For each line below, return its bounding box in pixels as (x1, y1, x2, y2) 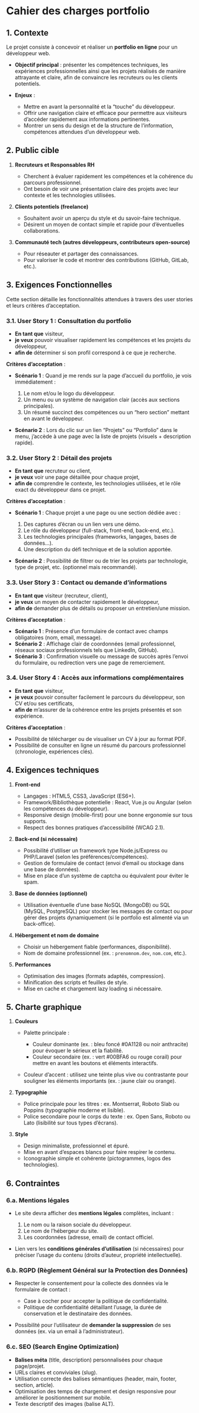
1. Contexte (6, 28, 49, 38)
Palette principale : (23, 1030, 70, 1037)
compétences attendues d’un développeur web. (23, 129, 140, 135)
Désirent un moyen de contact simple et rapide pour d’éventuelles (23, 220, 185, 228)
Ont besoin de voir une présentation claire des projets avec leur (23, 185, 179, 192)
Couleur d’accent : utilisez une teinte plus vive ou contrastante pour (23, 1071, 188, 1078)
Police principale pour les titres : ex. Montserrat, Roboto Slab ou (23, 1101, 179, 1108)
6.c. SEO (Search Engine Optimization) (6, 1342, 120, 1351)
